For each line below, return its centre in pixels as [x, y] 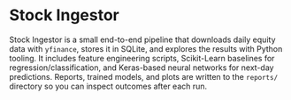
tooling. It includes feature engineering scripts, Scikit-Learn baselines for [142, 58]
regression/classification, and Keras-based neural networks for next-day [142, 68]
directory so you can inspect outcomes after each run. [108, 86]
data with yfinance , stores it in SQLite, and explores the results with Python [146, 48]
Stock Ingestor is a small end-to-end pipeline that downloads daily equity [142, 39]
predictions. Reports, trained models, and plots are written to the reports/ [144, 76]
